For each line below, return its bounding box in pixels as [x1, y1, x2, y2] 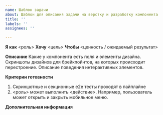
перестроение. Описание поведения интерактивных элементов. [5, 64, 144, 70]
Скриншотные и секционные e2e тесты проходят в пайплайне [12, 83, 146, 90]
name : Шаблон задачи [5, 7, 49, 12]
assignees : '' [5, 26, 35, 31]
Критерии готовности [5, 74, 53, 80]
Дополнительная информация [5, 104, 73, 110]
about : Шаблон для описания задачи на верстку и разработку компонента [5, 12, 158, 17]
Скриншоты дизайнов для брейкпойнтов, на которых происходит [5, 59, 145, 65]
